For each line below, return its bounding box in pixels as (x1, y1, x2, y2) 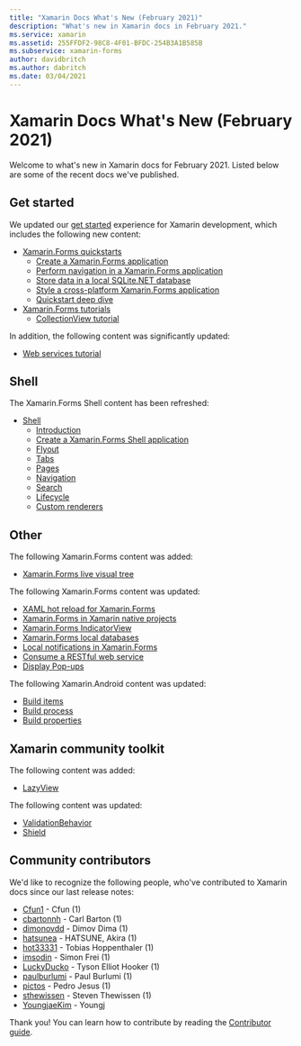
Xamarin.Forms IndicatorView (22, 623, 132, 634)
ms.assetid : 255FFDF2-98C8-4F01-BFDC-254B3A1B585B (9, 38, 203, 48)
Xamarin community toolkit (9, 741, 164, 756)
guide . (9, 1026, 33, 1037)
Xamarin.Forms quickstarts (22, 246, 122, 257)
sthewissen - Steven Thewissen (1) (22, 989, 152, 1000)
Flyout (35, 444, 60, 455)
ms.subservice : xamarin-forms (9, 47, 123, 56)
